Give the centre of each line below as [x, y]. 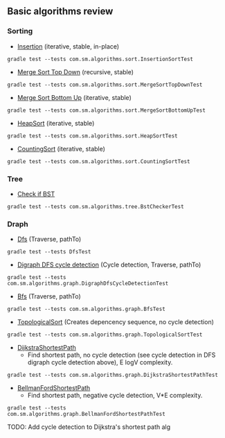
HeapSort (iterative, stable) [56, 123]
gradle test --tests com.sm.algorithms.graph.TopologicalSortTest [105, 335]
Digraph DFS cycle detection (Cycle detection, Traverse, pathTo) [109, 265]
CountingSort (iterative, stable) [61, 149]
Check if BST [36, 194]
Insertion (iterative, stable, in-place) [68, 46]
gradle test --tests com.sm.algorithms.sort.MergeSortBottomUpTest [107, 110]
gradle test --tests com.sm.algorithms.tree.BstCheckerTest [96, 207]
